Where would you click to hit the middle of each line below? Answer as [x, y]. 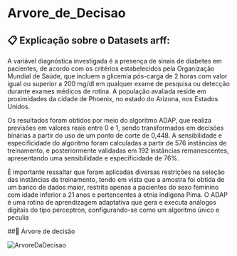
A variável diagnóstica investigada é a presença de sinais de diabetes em [115, 61]
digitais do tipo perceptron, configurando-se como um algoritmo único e [114, 210]
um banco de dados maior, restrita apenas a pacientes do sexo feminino [113, 187]
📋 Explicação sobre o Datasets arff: [89, 40]
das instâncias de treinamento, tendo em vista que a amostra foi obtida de [116, 179]
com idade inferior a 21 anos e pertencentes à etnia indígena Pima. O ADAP [117, 195]
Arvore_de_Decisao [67, 13]
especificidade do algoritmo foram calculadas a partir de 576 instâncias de [117, 143]
